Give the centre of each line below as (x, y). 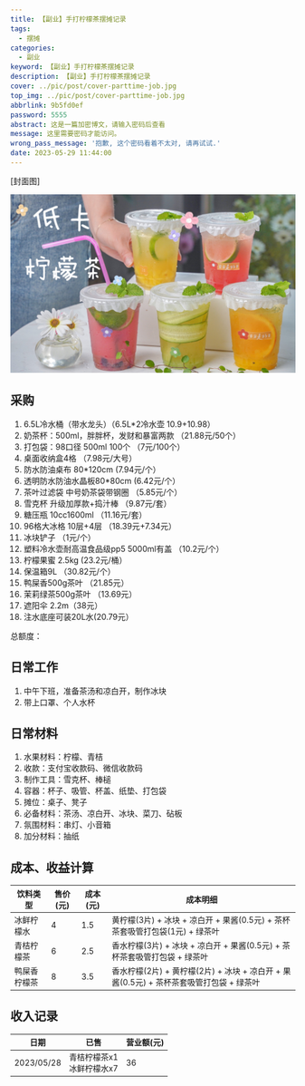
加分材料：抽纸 (51, 836)
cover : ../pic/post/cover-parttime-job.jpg (94, 86)
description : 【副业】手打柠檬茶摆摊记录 (81, 77)
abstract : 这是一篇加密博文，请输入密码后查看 (88, 124)
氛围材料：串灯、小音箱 (67, 825)
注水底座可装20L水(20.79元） (78, 616)
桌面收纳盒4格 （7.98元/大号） (80, 458)
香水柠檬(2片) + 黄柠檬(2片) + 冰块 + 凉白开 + (196, 971)
